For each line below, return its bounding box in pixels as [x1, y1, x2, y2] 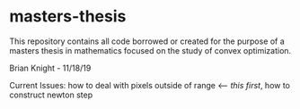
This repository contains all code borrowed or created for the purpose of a [9, 36, 285, 46]
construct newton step [9, 89, 93, 100]
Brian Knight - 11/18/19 [9, 63, 92, 73]
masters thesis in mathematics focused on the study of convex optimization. [9, 45, 292, 55]
